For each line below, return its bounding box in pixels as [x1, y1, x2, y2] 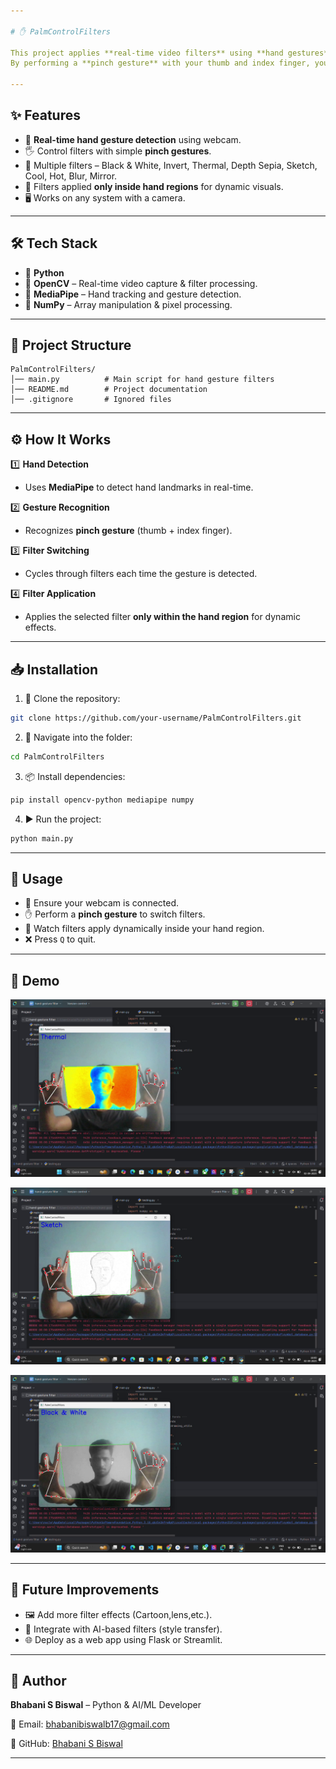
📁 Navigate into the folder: [24, 731, 133, 743]
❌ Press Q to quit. [24, 933, 96, 945]
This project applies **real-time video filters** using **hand [10, 48, 284, 58]
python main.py [10, 833, 74, 844]
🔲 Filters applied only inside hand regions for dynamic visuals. [24, 180, 284, 192]
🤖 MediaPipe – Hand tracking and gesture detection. [24, 288, 242, 300]
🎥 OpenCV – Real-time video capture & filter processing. [24, 277, 258, 289]
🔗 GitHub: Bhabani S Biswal [10, 1738, 123, 1750]
